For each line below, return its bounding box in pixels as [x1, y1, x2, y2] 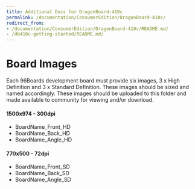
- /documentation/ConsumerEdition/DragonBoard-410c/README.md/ [6, 25, 169, 32]
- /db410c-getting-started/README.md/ [6, 31, 104, 37]
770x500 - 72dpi [6, 150, 50, 157]
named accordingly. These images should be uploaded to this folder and [6, 90, 187, 97]
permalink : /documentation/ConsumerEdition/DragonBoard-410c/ [6, 14, 166, 20]
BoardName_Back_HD [14, 130, 71, 137]
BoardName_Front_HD [14, 123, 71, 131]
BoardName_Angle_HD [14, 136, 72, 143]
